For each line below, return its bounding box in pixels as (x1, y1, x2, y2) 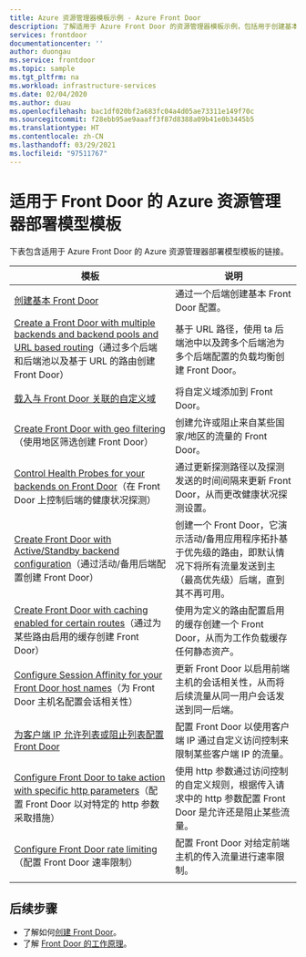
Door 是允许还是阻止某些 (175, 806, 281, 818)
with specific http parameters (14, 784, 139, 797)
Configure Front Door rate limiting (14, 842, 158, 855)
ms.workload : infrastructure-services (9, 81, 157, 90)
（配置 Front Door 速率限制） (14, 856, 138, 869)
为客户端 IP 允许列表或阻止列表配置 (14, 728, 165, 741)
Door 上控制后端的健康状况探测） (14, 493, 157, 506)
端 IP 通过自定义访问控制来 (175, 734, 290, 746)
